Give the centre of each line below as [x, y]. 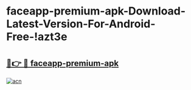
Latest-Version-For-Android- [81, 24]
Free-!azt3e [37, 37]
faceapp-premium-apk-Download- [96, 11]
